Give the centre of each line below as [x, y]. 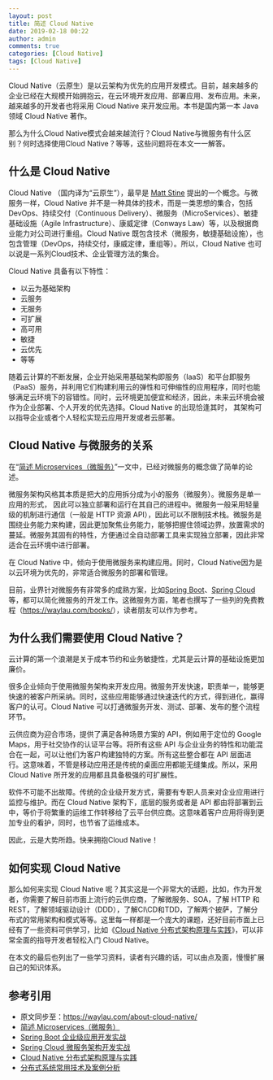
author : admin [32, 39]
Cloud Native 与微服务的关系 [80, 445]
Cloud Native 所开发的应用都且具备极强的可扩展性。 [95, 775]
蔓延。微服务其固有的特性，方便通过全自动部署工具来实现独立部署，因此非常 [136, 534]
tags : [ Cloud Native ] [45, 62]
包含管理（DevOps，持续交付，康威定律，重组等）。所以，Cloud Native [127, 243]
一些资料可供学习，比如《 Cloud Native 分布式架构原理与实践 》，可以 [143, 930]
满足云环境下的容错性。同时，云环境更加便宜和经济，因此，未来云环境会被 [140, 397]
